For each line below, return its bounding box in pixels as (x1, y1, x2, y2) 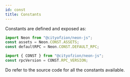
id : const (5, 7, 26, 12)
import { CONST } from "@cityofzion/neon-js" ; (5, 53, 104, 59)
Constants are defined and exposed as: (5, 25, 86, 31)
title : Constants (5, 12, 41, 17)
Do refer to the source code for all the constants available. (5, 67, 125, 73)
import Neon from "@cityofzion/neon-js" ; (5, 35, 93, 40)
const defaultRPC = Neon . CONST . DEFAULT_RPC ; (5, 44, 99, 50)
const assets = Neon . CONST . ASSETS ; (5, 40, 79, 45)
